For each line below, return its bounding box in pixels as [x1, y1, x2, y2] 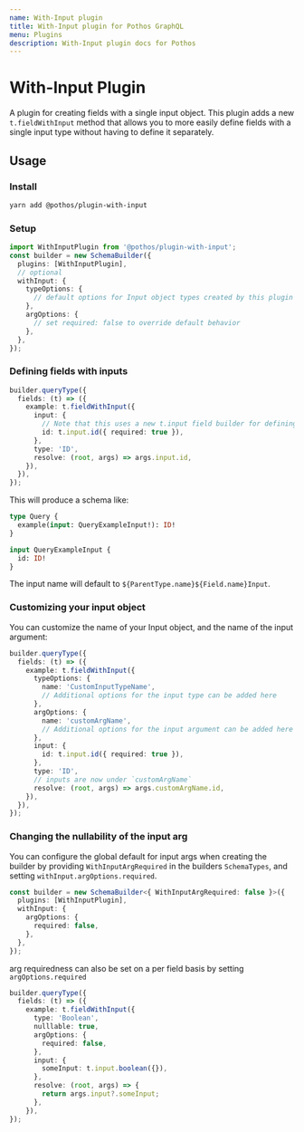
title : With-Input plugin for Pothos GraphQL [9, 22, 184, 31]
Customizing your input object [9, 601, 147, 614]
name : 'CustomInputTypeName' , [42, 683, 156, 692]
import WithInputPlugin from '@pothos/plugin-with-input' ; [9, 243, 237, 252]
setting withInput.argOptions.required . [9, 870, 157, 881]
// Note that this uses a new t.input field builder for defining [42, 419, 298, 428]
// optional [17, 268, 63, 277]
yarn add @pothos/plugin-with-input [9, 200, 147, 209]
